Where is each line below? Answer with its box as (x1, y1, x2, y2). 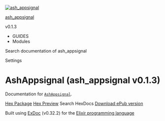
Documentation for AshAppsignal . (5, 91, 72, 97)
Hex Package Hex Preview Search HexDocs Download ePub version (5, 100, 143, 106)
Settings (5, 58, 22, 63)
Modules (12, 38, 31, 44)
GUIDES (12, 33, 29, 39)
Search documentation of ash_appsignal (5, 48, 87, 54)
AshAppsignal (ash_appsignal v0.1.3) (5, 75, 161, 86)
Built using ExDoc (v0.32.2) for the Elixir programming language (5, 110, 134, 116)
